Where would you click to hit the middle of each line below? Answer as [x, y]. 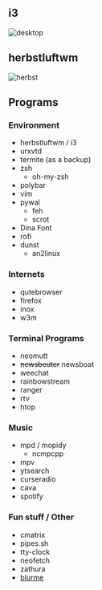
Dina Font [36, 228]
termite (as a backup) [55, 160]
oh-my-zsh [50, 177]
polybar [33, 185]
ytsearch [35, 471]
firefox [31, 300]
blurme [32, 577]
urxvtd [31, 151]
